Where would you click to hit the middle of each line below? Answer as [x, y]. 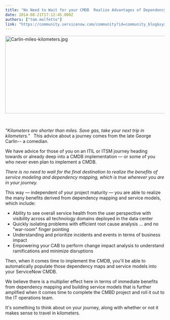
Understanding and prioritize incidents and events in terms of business [87, 235]
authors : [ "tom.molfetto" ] [34, 19]
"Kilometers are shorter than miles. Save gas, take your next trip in [75, 131]
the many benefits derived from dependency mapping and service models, [83, 198]
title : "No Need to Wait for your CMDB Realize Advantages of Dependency [86, 10]
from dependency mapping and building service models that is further [78, 287]
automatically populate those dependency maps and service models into [81, 266]
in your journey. [22, 183]
